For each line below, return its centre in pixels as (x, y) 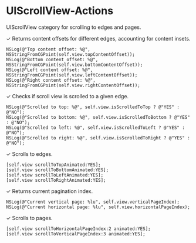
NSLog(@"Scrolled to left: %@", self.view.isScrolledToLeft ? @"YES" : (95, 128)
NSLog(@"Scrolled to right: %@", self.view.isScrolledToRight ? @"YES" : (98, 138)
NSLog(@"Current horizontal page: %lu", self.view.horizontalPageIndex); (98, 207)
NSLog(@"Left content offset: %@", (50, 70)
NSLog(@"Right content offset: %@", (51, 80)
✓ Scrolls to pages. (29, 218)
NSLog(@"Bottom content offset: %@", (52, 59)
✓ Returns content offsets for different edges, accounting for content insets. (98, 38)
